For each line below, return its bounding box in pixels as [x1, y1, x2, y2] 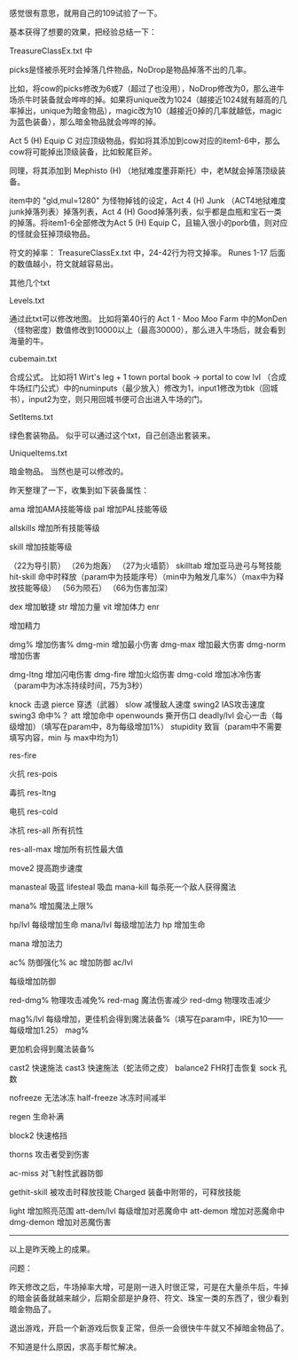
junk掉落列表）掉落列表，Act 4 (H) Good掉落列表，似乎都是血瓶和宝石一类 [9, 207, 282, 217]
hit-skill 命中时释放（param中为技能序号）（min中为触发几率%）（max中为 [9, 572, 277, 581]
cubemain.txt [9, 353, 58, 364]
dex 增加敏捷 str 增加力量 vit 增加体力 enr [9, 602, 160, 612]
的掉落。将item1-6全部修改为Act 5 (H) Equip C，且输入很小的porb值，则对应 [9, 217, 288, 228]
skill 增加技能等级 [9, 542, 73, 552]
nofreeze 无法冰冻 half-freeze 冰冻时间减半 [9, 1093, 167, 1103]
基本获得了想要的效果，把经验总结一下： [9, 27, 157, 37]
